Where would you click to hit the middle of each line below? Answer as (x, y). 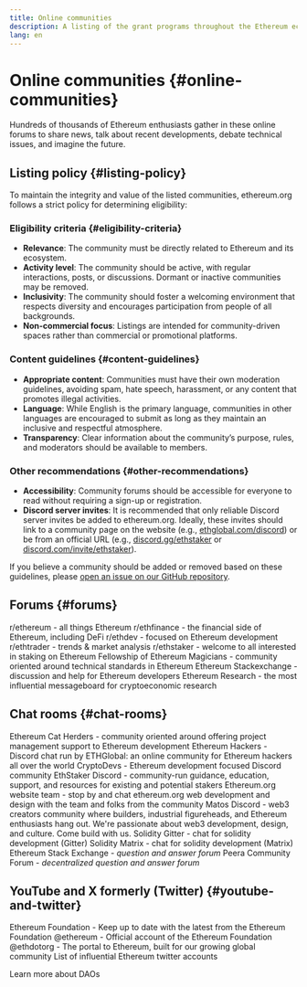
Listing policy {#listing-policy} (98, 173)
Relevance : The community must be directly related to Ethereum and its (158, 249)
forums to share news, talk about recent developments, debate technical (146, 134)
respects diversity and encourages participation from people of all (147, 306)
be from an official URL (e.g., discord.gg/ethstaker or (122, 539)
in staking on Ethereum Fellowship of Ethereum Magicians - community (143, 656)
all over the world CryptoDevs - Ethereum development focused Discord (145, 765)
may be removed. (56, 287)
